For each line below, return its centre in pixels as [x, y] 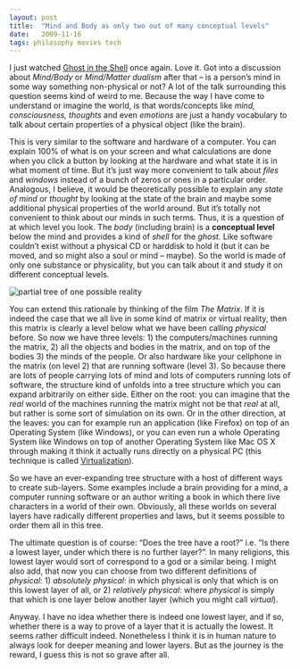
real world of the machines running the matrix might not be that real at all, [145, 404]
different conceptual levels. [59, 275]
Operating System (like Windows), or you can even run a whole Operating [145, 433]
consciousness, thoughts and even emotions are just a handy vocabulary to [148, 115]
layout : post [33, 17]
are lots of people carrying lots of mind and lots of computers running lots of [150, 376]
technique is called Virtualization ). [72, 461]
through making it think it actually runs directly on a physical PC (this [135, 451]
